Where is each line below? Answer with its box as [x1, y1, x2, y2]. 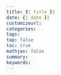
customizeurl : [6, 20, 42, 26]
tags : [6, 31, 20, 37]
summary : [6, 54, 28, 60]
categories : [6, 25, 36, 32]
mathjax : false [6, 48, 45, 54]
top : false [6, 37, 34, 43]
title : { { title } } [6, 8, 56, 15]
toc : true [6, 43, 31, 49]
